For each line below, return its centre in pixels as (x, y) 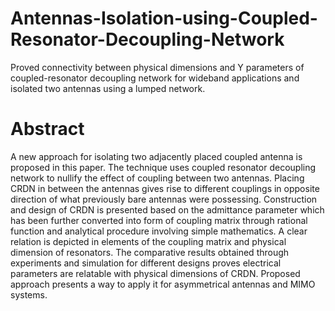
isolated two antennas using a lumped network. (108, 88)
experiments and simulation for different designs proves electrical (146, 263)
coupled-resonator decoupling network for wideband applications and (155, 78)
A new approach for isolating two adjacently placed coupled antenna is (156, 156)
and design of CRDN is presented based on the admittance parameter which (167, 209)
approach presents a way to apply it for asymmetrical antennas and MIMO (163, 284)
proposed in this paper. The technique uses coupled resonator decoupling (163, 167)
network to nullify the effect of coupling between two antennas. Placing (157, 178)
